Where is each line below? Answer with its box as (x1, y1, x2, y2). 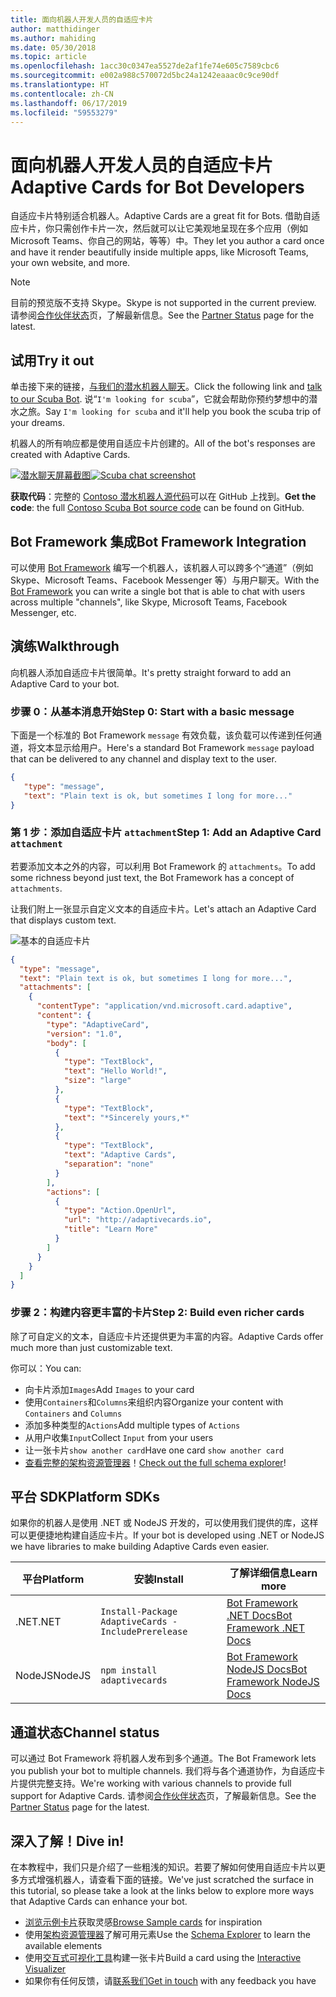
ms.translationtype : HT (10, 80, 110, 90)
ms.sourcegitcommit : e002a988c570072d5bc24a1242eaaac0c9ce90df (10, 71, 280, 81)
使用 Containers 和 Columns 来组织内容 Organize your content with (24, 1396, 284, 1408)
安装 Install (133, 1572, 184, 1586)
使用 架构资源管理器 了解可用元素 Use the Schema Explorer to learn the (24, 1929, 312, 1941)
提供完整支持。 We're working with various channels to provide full (18, 1777, 292, 1790)
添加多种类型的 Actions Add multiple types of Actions (24, 1419, 241, 1431)
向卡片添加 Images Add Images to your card (24, 1383, 195, 1395)
